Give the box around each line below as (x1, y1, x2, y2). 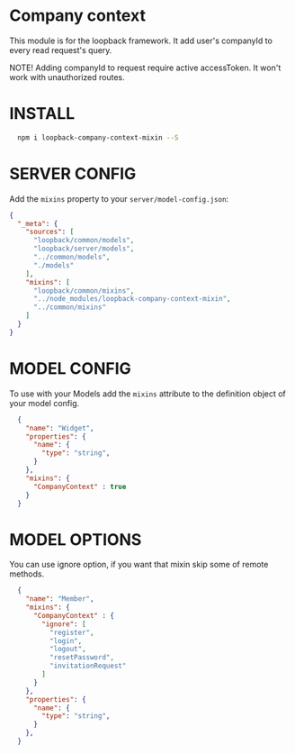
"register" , (49, 628, 94, 637)
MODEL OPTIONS (9, 529, 142, 550)
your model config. (9, 397, 80, 408)
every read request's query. (9, 44, 112, 55)
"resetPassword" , (49, 653, 115, 662)
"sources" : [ (25, 227, 75, 237)
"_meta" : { (17, 219, 58, 228)
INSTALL (9, 104, 76, 124)
